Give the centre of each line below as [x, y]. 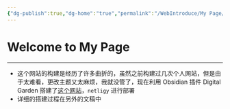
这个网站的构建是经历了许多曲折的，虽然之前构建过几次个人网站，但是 [116, 73]
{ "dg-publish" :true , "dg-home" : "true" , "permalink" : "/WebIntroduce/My [107, 13]
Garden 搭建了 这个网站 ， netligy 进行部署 [76, 90]
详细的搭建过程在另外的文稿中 [59, 99]
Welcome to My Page [68, 47]
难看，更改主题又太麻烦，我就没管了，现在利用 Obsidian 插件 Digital [125, 82]
